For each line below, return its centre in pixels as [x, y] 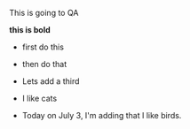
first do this [43, 47]
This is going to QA [44, 13]
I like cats [40, 98]
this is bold [30, 30]
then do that [44, 64]
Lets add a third [51, 81]
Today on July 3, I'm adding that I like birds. [102, 115]
